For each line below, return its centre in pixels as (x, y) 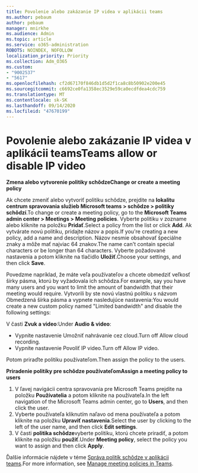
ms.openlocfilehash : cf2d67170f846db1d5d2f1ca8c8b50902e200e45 (86, 84)
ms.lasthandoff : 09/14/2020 (41, 105)
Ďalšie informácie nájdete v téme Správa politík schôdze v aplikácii (87, 458)
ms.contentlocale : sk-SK (37, 100)
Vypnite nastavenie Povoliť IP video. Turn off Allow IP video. (87, 348)
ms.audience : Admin (30, 34)
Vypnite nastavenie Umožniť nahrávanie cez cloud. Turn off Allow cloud (101, 336)
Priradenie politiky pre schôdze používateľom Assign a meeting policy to (97, 371)
